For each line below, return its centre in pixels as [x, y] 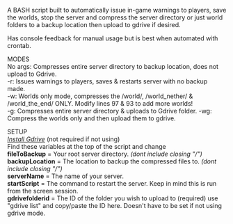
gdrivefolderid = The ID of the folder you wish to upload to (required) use [113, 198]
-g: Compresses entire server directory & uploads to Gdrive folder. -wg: [110, 111]
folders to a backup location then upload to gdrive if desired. [94, 25]
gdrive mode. [26, 213]
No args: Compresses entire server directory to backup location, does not [113, 66]
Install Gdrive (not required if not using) [64, 139]
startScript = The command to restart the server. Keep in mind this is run [112, 183]
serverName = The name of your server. [65, 176]
